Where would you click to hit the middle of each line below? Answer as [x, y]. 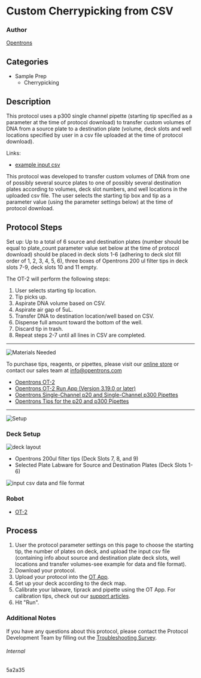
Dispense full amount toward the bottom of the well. [79, 322]
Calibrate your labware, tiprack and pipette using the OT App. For [95, 590]
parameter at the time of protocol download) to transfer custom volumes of [99, 123]
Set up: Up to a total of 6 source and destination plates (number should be [98, 241]
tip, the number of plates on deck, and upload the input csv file [92, 551]
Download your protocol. [45, 571]
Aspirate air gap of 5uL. [44, 309]
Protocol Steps [34, 227]
